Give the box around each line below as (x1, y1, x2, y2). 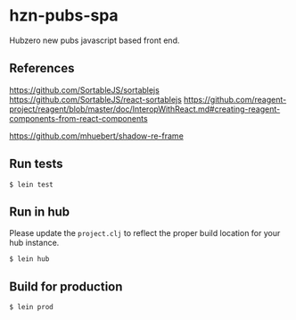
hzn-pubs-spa (9, 5, 119, 26)
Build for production (9, 279, 123, 294)
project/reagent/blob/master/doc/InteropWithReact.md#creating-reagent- (9, 104, 281, 114)
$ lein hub (9, 255, 50, 264)
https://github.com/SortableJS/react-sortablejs (9, 94, 183, 105)
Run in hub (9, 204, 70, 219)
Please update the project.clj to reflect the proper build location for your (9, 228, 281, 239)
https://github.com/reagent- (184, 94, 287, 105)
